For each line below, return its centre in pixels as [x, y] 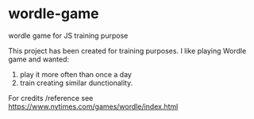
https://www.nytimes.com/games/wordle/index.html [93, 106]
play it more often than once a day [76, 74]
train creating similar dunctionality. [76, 83]
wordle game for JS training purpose [68, 35]
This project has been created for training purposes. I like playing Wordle [127, 50]
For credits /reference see [51, 98]
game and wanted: [39, 59]
